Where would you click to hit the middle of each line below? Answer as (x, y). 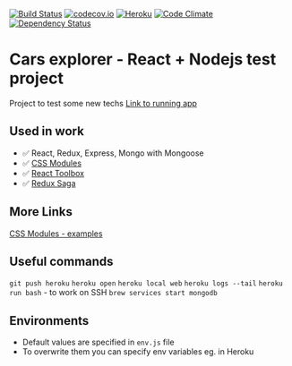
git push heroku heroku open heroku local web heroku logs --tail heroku (146, 284)
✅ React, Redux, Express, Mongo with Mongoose (113, 153)
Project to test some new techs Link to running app (103, 103)
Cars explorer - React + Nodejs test (143, 60)
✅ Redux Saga (49, 183)
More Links (41, 212)
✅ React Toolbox (53, 173)
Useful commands (61, 261)
